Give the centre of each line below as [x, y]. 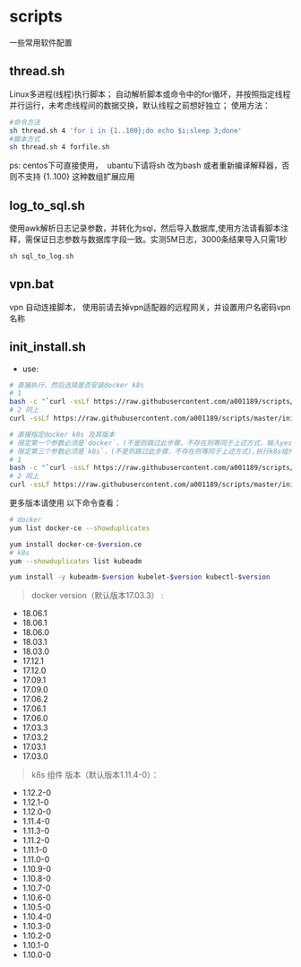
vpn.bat [32, 284]
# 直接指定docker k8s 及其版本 [62, 434]
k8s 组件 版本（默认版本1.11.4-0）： [95, 775]
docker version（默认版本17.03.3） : [97, 596]
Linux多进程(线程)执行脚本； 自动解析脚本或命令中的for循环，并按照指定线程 [150, 94]
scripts [36, 17]
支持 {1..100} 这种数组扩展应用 [80, 177]
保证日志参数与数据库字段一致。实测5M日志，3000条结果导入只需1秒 [160, 240]
